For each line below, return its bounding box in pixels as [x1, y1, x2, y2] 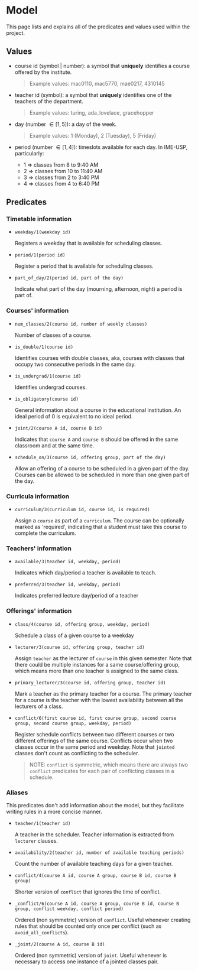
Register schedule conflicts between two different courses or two [14, 730, 174, 738]
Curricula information [6, 492, 70, 500]
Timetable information [6, 215, 72, 223]
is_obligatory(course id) [14, 396, 79, 402]
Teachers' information [6, 544, 72, 553]
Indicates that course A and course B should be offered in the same [14, 436, 178, 443]
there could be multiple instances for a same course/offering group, [14, 661, 180, 668]
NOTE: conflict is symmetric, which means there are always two [29, 761, 188, 768]
